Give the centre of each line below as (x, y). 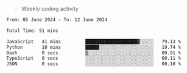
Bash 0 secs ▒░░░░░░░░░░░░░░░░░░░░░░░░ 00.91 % (94, 53)
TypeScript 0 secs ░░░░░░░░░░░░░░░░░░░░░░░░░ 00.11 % (94, 59)
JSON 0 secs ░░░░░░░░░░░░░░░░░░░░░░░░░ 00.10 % (94, 64)
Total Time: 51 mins (33, 30)
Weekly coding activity (50, 9)
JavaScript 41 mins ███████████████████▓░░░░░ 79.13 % (94, 42)
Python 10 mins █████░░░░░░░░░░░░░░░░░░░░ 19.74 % (94, 47)
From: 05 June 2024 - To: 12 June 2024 (57, 20)
